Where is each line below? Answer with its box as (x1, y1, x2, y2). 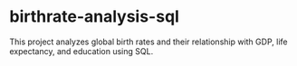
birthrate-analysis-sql (9, 6, 179, 27)
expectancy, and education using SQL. (9, 45, 154, 56)
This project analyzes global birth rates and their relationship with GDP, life (9, 36, 288, 47)
